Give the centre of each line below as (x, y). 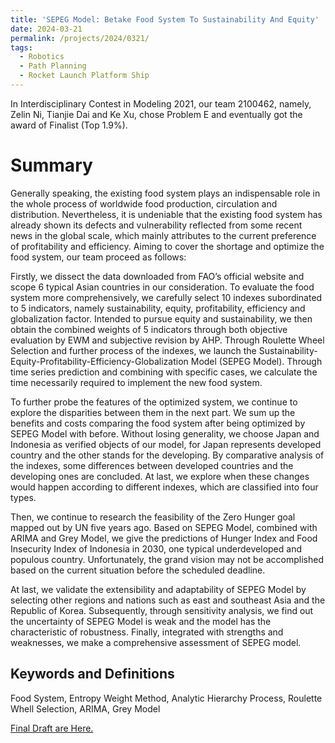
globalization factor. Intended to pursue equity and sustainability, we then (161, 318)
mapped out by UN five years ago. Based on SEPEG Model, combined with (164, 527)
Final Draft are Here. (52, 728)
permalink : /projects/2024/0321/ (80, 38)
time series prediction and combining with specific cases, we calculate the (164, 372)
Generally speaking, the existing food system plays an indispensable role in (165, 193)
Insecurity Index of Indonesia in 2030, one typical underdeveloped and (156, 548)
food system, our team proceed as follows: (98, 257)
